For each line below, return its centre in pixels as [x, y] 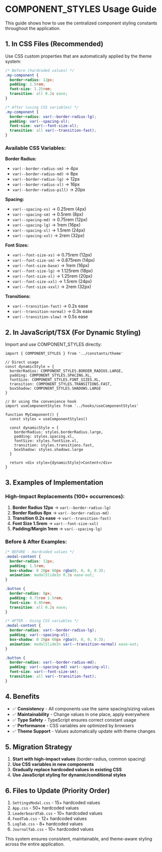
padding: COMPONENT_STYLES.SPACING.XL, [51, 375]
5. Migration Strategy [39, 747]
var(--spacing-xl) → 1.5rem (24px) [49, 230]
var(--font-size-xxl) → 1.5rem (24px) [52, 282]
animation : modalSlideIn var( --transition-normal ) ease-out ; [74, 644]
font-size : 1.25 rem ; [31, 89]
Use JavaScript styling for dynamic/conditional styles [69, 775]
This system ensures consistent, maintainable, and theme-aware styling [79, 839]
